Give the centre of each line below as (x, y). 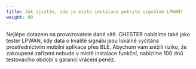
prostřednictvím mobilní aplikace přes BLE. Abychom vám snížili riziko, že (97, 47)
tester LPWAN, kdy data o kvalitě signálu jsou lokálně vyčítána (83, 40)
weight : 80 (20, 17)
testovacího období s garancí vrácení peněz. (61, 59)
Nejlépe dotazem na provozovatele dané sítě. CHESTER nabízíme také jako (98, 34)
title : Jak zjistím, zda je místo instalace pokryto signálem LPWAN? (95, 12)
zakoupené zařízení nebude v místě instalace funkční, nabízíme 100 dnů (95, 53)
